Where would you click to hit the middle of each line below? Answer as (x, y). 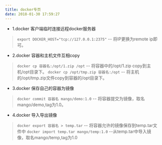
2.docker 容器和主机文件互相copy (46, 55)
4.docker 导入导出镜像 (35, 115)
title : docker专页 (23, 9)
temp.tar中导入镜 (134, 131)
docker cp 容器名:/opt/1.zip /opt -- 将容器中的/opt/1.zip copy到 (82, 66)
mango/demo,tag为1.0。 (41, 105)
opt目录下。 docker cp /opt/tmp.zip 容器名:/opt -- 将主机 (81, 72)
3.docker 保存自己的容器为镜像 (43, 88)
